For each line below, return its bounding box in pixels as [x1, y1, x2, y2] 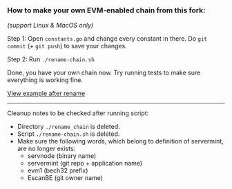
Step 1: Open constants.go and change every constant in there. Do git [7, 34, 208, 43]
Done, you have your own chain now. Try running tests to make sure [7, 68, 201, 77]
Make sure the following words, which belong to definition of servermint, [17, 137, 224, 146]
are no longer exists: [17, 144, 76, 153]
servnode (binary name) [27, 152, 97, 160]
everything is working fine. [7, 76, 83, 84]
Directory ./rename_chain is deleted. [17, 123, 121, 131]
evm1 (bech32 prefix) [27, 166, 88, 175]
